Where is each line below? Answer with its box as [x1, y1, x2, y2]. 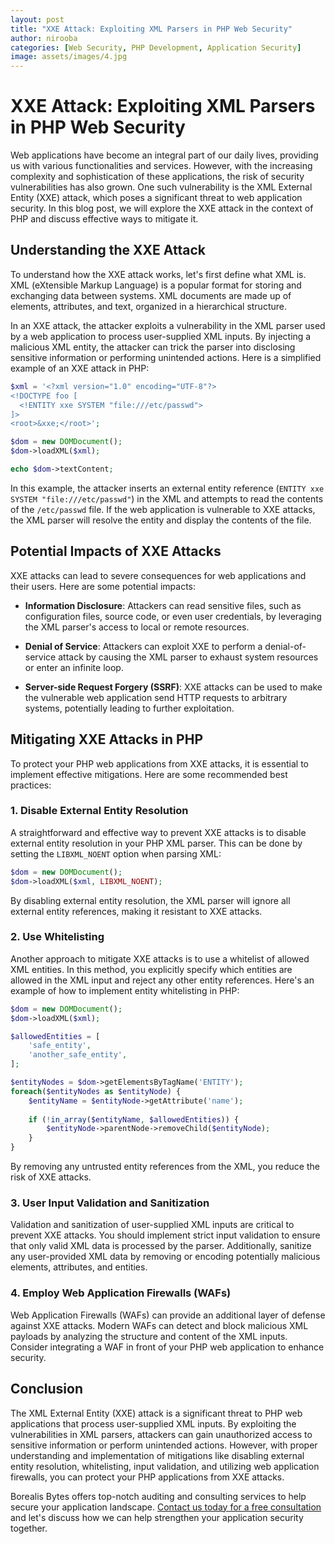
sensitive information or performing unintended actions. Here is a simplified [10, 351, 322, 363]
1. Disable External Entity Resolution [10, 804, 189, 818]
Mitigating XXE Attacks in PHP [10, 731, 203, 748]
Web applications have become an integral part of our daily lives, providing [10, 149, 319, 161]
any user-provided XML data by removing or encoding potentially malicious [10, 1251, 321, 1263]
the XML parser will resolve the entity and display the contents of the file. [10, 514, 312, 526]
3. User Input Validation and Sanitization [10, 1196, 210, 1210]
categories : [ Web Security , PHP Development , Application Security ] [10, 42, 302, 53]
